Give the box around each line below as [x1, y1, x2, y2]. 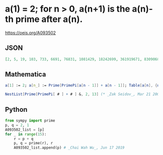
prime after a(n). [15, 14, 83, 25]
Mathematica [5, 70, 46, 79]
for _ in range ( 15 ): [5, 132, 47, 137]
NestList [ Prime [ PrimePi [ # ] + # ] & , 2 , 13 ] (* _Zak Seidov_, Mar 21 [5, 92, 151, 97]
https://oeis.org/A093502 [5, 30, 56, 35]
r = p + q [14, 136, 34, 141]
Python [5, 105, 28, 114]
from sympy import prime [5, 118, 55, 123]
